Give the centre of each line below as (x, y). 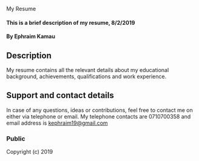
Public (16, 139)
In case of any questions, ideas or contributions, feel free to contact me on (99, 110)
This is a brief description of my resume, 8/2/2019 (71, 22)
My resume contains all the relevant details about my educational (88, 70)
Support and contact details (60, 95)
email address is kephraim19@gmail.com (57, 123)
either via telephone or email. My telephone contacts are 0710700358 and (99, 116)
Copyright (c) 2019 (30, 152)
